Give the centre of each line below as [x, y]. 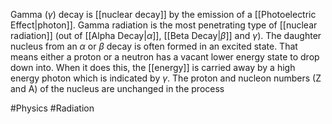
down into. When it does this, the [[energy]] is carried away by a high [153, 67]
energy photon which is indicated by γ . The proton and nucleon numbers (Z [166, 78]
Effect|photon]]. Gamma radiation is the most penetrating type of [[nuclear [164, 25]
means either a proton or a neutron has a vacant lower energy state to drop [165, 57]
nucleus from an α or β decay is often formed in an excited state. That [154, 46]
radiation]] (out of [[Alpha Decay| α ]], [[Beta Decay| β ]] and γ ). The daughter [166, 35]
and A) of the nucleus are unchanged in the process [117, 88]
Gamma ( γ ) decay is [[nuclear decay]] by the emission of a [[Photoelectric [163, 14]
